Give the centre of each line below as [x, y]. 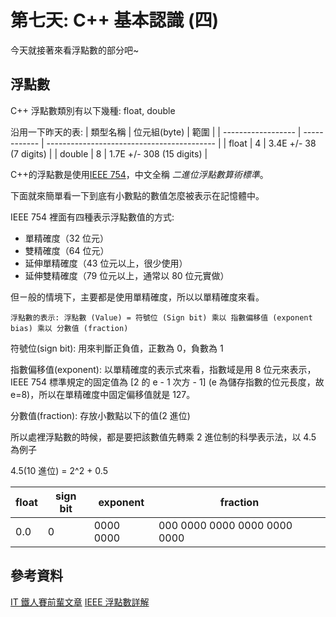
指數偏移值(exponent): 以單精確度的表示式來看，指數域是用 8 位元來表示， [163, 369]
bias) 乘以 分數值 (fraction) [69, 328]
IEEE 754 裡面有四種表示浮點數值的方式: [92, 217]
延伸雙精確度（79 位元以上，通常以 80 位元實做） [127, 275]
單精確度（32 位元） [66, 238]
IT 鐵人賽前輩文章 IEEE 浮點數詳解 [80, 602]
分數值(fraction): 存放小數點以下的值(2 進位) [100, 415]
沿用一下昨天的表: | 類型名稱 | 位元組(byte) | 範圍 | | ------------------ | [156, 132]
